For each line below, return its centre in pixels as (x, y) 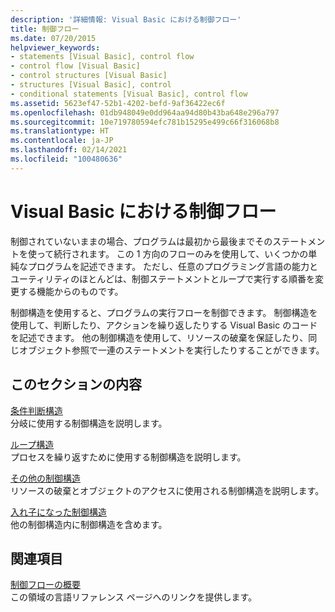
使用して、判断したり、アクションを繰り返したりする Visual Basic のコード (164, 325)
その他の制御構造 (45, 478)
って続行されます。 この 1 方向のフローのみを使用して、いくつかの (172, 253)
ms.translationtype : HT (60, 131)
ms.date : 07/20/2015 (53, 38)
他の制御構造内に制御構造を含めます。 (89, 524)
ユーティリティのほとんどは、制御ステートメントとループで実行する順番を (163, 278)
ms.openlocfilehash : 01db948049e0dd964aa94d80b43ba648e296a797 (145, 112)
